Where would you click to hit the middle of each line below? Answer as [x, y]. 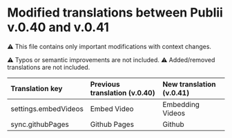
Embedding [181, 104]
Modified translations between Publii [115, 13]
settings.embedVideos [47, 108]
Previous [105, 84]
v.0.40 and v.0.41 [58, 27]
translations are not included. [49, 67]
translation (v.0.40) [123, 92]
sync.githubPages [40, 124]
